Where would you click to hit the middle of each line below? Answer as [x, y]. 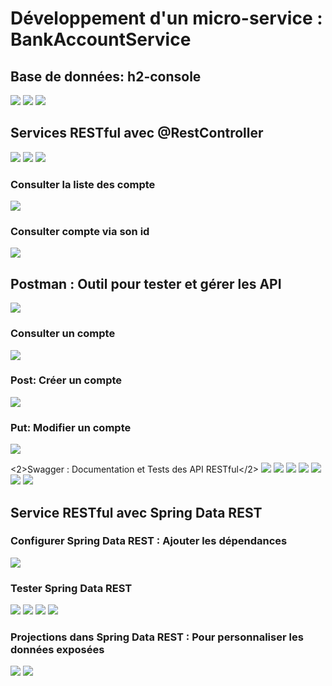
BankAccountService [101, 39]
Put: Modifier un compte [71, 427]
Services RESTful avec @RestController [137, 133]
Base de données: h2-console [106, 76]
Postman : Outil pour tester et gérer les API [146, 283]
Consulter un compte [63, 334]
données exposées [57, 650]
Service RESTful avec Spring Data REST [136, 512]
